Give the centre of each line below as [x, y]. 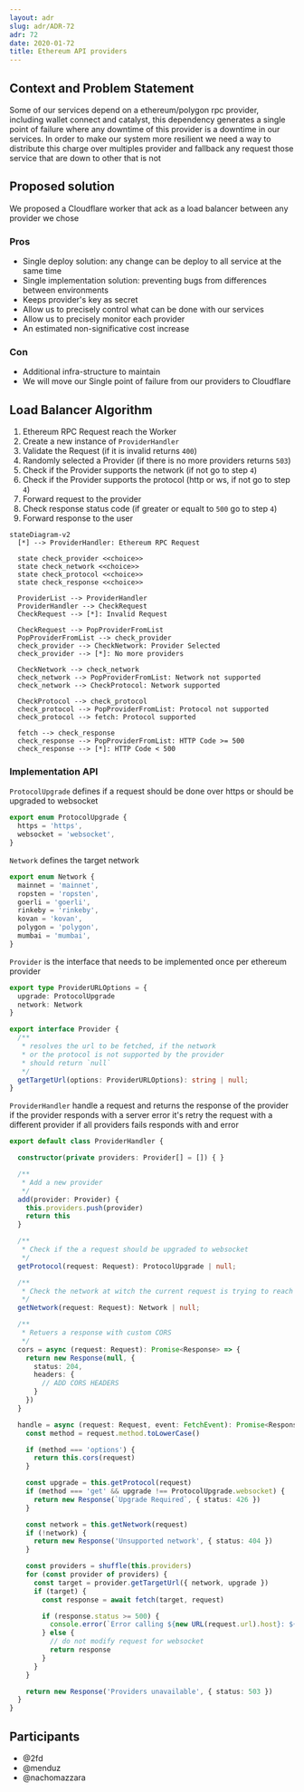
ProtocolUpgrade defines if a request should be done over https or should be [152, 791]
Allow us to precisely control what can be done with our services [143, 310]
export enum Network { [52, 877]
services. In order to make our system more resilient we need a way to [140, 139]
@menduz [42, 1768]
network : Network [50, 1005]
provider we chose [44, 217]
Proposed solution [62, 187]
